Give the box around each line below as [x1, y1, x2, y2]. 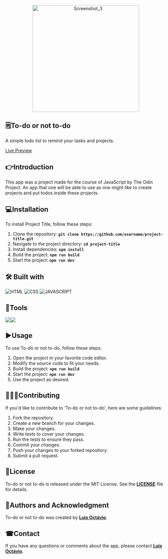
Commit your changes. [12, 441, 61, 448]
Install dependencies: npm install [12, 246, 84, 252]
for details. [5, 486, 28, 492]
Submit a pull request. [12, 452, 59, 459]
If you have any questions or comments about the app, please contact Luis [5, 543, 162, 549]
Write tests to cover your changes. [12, 431, 86, 437]
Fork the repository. [12, 414, 54, 420]
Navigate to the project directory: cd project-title [12, 241, 120, 247]
